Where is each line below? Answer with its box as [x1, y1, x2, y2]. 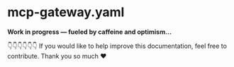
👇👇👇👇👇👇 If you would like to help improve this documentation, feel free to [7, 42, 227, 50]
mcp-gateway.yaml [7, 4, 125, 20]
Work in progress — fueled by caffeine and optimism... [7, 28, 172, 36]
